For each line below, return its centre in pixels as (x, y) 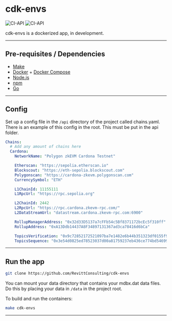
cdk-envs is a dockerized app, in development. (55, 33)
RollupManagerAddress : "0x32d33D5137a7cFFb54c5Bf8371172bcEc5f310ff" (90, 222)
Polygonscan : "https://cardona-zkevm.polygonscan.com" (74, 175)
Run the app (25, 262)
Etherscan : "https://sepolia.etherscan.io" (62, 166)
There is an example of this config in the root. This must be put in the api (82, 127)
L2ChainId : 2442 (32, 203)
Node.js (21, 77)
